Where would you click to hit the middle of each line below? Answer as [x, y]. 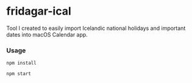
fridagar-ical [39, 11]
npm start [19, 74]
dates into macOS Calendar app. [47, 34]
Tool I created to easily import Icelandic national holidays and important [96, 28]
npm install [21, 63]
